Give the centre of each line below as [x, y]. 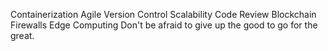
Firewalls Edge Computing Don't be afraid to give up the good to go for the [164, 25]
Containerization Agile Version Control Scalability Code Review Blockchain [163, 14]
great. [22, 35]
